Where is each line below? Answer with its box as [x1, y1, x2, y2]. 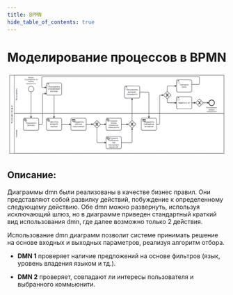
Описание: [7, 169, 57, 181]
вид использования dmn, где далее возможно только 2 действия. [7, 217, 203, 225]
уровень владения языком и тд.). [17, 259, 116, 267]
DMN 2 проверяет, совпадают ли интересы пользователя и [17, 272, 194, 281]
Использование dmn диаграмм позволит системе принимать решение [7, 230, 218, 239]
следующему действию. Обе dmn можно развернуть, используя [7, 202, 200, 211]
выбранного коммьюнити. [17, 280, 96, 288]
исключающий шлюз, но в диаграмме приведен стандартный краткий [7, 209, 217, 218]
